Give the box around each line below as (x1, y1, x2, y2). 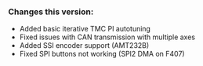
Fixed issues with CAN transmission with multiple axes (19, 32, 196, 42)
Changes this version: (8, 6, 94, 17)
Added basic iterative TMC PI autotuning (19, 24, 151, 34)
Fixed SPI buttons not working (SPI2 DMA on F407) (19, 49, 186, 59)
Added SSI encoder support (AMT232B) (19, 41, 150, 50)
